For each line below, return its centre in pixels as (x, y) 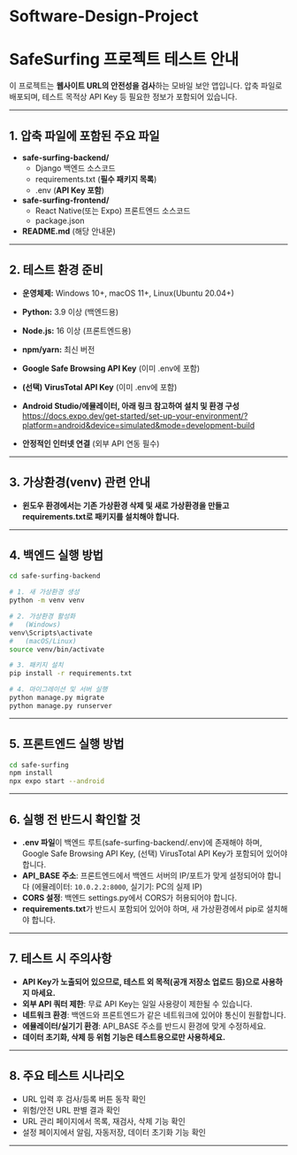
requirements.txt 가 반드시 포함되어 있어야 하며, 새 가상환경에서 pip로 (143, 909)
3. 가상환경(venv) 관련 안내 (80, 483)
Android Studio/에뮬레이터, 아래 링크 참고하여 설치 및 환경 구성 (131, 405)
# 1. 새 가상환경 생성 (44, 592)
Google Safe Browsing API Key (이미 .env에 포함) (111, 368)
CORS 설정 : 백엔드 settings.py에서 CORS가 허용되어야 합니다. (129, 897)
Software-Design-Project (104, 16)
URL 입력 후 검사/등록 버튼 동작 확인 (84, 1098)
